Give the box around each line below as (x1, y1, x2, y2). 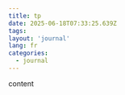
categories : (8, 49, 48, 57)
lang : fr (8, 42, 38, 50)
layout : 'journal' (8, 34, 70, 43)
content (8, 78, 35, 89)
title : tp (8, 11, 42, 20)
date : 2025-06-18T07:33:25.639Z (8, 19, 117, 27)
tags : (8, 27, 27, 35)
